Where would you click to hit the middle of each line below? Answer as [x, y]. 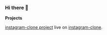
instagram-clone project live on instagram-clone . [54, 27]
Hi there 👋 [17, 8]
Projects [14, 18]
